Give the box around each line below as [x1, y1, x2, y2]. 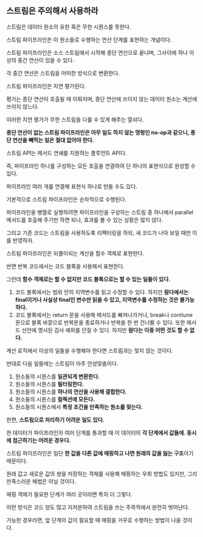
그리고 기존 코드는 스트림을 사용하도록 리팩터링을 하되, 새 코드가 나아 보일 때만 [6, 229, 191, 236]
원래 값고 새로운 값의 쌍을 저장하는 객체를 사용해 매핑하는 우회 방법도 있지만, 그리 [6, 470, 198, 477]
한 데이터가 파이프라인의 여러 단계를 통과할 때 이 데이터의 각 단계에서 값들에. [6, 429, 186, 436]
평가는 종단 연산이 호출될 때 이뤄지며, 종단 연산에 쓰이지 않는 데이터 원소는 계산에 [6, 95, 198, 102]
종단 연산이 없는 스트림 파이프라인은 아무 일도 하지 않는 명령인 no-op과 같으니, [6, 128, 190, 136]
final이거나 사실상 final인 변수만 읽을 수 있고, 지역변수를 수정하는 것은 [15, 296, 179, 303]
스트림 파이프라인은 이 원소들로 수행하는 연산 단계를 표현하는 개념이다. [6, 36, 172, 43]
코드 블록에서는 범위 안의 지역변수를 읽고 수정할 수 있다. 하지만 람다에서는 [15, 288, 189, 296]
